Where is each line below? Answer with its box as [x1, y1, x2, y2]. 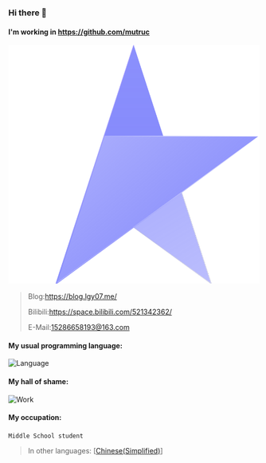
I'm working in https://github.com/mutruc [8, 27, 150, 37]
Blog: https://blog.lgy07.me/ [27, 292, 117, 301]
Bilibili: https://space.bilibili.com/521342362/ [27, 307, 173, 317]
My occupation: [8, 413, 62, 422]
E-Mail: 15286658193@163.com [27, 323, 130, 332]
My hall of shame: [8, 376, 69, 386]
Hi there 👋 [8, 7, 48, 18]
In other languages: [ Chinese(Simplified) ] [27, 445, 163, 455]
